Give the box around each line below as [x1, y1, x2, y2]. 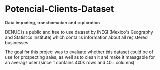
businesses [5, 39, 28, 45]
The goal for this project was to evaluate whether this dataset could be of [5, 49, 154, 55]
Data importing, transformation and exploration [5, 20, 100, 25]
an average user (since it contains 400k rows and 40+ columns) [5, 59, 135, 65]
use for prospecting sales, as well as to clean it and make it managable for [5, 54, 155, 60]
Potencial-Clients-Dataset [5, 3, 114, 15]
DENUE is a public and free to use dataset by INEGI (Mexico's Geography [5, 29, 153, 35]
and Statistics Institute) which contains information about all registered [5, 34, 148, 40]
